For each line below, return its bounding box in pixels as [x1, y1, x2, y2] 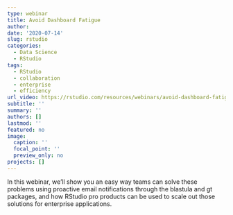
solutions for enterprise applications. [7, 199, 112, 208]
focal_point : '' [13, 146, 60, 153]
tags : [7, 62, 23, 69]
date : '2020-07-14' [7, 29, 64, 37]
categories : [7, 42, 42, 49]
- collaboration [13, 74, 60, 82]
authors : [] [7, 113, 42, 120]
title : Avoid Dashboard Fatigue [7, 17, 101, 24]
